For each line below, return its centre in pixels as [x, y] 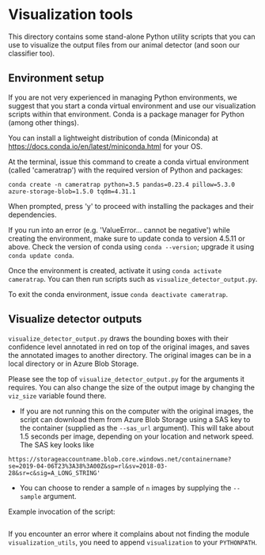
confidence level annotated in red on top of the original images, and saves [129, 347]
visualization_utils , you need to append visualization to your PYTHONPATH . [132, 542]
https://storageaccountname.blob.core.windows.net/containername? [120, 459]
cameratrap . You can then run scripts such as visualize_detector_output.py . [133, 279]
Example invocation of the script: [62, 511]
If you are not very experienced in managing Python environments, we [123, 97]
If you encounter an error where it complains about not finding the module [129, 534]
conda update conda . [41, 255]
